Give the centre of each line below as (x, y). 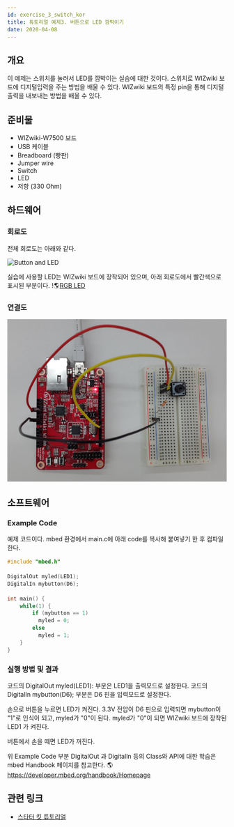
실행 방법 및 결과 (33, 669)
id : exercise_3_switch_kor (46, 15)
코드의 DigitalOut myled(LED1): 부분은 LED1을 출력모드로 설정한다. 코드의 (107, 686)
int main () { (26, 598)
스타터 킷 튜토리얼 (41, 817)
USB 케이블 (33, 147)
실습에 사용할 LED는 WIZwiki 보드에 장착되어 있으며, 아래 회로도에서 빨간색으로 (114, 277)
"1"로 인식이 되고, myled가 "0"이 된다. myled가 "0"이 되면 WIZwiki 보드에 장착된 (117, 718)
